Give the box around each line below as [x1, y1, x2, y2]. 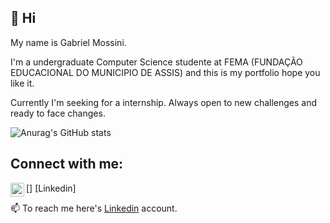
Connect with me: [10, 156, 124, 173]
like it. [10, 77, 35, 89]
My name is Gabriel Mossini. [10, 36, 127, 48]
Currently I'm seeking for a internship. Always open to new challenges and [10, 96, 318, 108]
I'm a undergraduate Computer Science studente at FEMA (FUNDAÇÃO [10, 56, 303, 68]
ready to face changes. [10, 107, 106, 119]
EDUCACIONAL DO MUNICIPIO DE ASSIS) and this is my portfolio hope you [10, 66, 321, 78]
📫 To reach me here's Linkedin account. [10, 202, 178, 214]
